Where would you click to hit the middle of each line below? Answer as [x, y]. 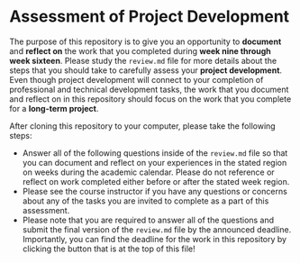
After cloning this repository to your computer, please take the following [143, 126]
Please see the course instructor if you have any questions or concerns [155, 191]
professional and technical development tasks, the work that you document [149, 89]
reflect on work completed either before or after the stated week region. [156, 181]
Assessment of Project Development [150, 17]
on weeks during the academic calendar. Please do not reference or [148, 172]
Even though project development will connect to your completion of [136, 79]
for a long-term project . [54, 108]
